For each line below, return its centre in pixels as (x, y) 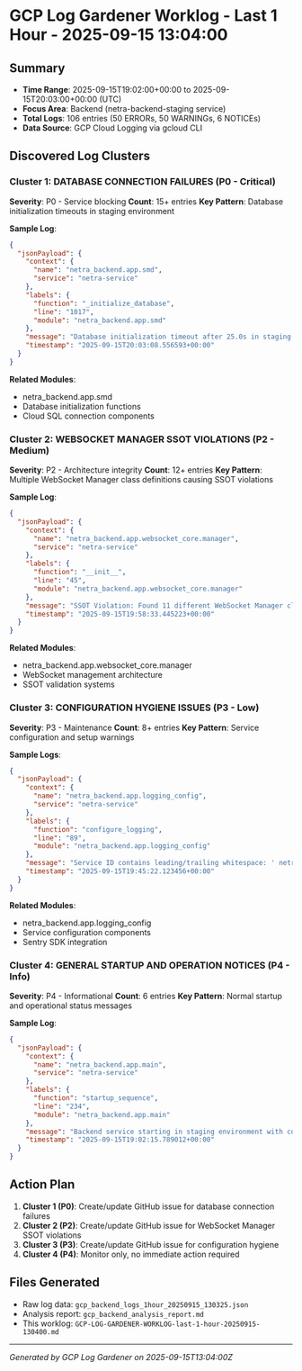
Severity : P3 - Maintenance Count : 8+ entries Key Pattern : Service (134, 727)
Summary (37, 68)
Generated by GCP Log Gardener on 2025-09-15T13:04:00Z (121, 1357)
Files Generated (55, 1282)
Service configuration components (86, 932)
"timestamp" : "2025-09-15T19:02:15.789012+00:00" (120, 1140)
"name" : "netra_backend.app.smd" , (98, 270)
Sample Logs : (35, 754)
